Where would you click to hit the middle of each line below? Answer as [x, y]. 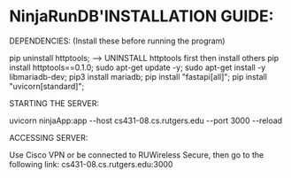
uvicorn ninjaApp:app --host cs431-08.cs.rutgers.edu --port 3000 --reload [146, 120]
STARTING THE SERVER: [54, 103]
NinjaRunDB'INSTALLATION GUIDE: [142, 16]
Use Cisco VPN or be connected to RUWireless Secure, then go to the [137, 155]
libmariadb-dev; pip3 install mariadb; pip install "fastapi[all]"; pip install [138, 76]
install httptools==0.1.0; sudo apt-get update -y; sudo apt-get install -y [138, 67]
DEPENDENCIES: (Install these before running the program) [117, 41]
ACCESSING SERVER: [49, 137]
